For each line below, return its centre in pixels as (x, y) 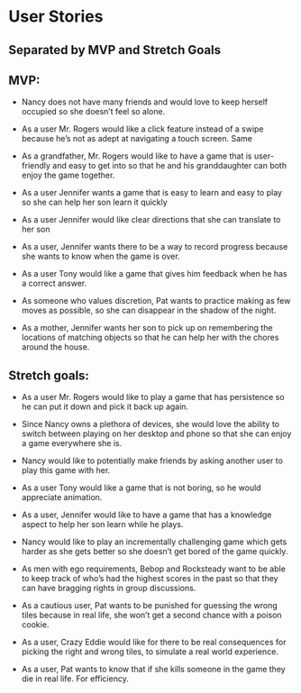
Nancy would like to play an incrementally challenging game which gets (154, 542)
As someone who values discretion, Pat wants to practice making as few (156, 301)
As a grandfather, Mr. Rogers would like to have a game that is (137, 156)
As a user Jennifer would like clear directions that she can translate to (151, 220)
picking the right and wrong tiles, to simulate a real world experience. (150, 652)
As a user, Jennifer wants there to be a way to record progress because (155, 247)
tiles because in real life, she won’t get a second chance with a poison (151, 615)
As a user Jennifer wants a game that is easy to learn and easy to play (152, 193)
